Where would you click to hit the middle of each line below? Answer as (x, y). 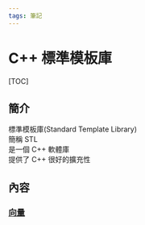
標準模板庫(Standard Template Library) (73, 129)
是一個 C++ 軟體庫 (39, 149)
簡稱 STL (23, 140)
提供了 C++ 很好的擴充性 (50, 160)
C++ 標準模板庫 (60, 58)
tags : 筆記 (25, 16)
